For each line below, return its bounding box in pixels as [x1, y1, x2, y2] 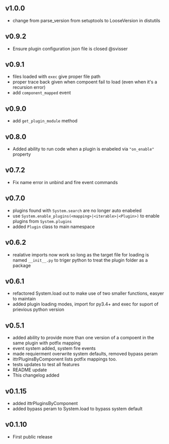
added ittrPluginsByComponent [12, 400, 78, 406]
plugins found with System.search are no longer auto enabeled [12, 207, 142, 213]
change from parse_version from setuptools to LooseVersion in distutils [12, 17, 160, 23]
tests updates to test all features [12, 362, 80, 368]
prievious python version [12, 306, 65, 313]
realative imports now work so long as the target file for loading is [12, 251, 149, 257]
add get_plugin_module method [12, 118, 78, 124]
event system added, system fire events [12, 345, 96, 351]
